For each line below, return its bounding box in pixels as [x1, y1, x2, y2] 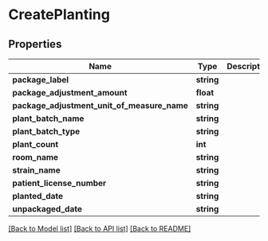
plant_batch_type [12, 126, 81, 137]
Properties [8, 37, 62, 51]
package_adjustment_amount [12, 87, 128, 98]
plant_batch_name [12, 113, 85, 124]
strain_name [12, 165, 61, 176]
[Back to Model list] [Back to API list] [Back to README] [8, 224, 191, 233]
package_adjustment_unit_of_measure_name [12, 100, 189, 111]
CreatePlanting [8, 6, 110, 24]
